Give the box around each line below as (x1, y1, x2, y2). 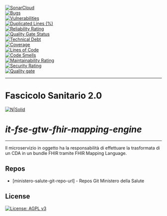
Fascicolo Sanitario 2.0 (5, 90, 102, 101)
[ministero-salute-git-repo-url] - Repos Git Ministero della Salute (12, 178, 145, 184)
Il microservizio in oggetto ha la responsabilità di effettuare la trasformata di (5, 144, 160, 151)
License (5, 192, 30, 201)
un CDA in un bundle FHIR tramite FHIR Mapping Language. (5, 150, 127, 156)
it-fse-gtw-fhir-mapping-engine (5, 124, 142, 135)
